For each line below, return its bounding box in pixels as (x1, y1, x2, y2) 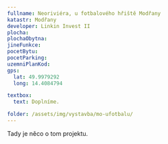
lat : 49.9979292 (13, 73, 60, 81)
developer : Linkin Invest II (7, 23, 91, 29)
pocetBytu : (7, 48, 38, 55)
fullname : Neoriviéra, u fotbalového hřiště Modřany (7, 10, 161, 17)
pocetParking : (7, 55, 48, 61)
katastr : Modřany (7, 16, 57, 23)
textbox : (7, 92, 32, 99)
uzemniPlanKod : (7, 61, 51, 68)
